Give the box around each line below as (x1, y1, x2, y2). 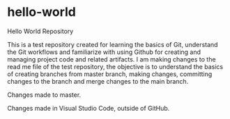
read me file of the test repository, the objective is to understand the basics (7, 62, 224, 71)
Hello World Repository (7, 27, 74, 35)
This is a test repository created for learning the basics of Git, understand (7, 40, 218, 48)
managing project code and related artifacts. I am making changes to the (7, 55, 216, 63)
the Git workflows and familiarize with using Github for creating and (7, 48, 201, 56)
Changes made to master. (7, 91, 82, 99)
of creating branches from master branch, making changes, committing (7, 70, 213, 78)
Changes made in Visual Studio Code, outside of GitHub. (7, 104, 170, 112)
